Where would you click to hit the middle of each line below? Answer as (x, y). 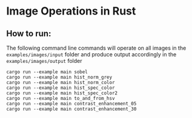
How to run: (29, 34)
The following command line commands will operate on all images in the (96, 48)
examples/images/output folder (44, 61)
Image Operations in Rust (71, 11)
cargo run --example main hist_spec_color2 (62, 93)
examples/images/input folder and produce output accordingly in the (91, 54)
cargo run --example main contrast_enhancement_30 (71, 109)
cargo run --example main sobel (47, 72)
